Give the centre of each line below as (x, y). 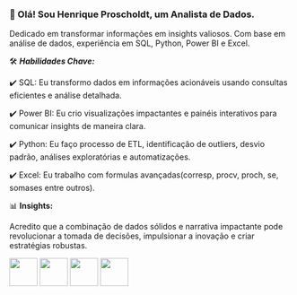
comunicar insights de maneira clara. (78, 126)
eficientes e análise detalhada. (66, 95)
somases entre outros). (52, 188)
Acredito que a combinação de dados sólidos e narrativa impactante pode (146, 227)
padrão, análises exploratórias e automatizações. (100, 157)
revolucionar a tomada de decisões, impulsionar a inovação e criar (132, 236)
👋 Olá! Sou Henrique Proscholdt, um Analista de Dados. (132, 14)
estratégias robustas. (48, 246)
